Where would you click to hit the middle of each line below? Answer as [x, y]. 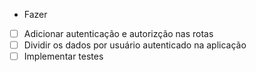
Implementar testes [63, 56]
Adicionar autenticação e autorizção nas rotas [118, 33]
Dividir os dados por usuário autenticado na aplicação [135, 45]
